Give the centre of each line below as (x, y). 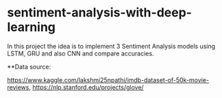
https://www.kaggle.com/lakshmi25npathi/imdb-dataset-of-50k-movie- (108, 79)
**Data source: (29, 66)
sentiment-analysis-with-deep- (99, 13)
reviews (18, 87)
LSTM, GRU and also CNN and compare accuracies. (81, 53)
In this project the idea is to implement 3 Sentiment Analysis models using (111, 46)
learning (32, 27)
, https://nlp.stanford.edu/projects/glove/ (86, 87)
